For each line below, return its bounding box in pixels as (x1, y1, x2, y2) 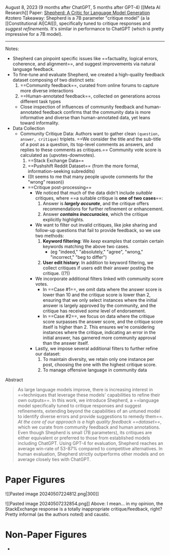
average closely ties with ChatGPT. (17, 456, 91, 462)
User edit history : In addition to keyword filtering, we (42, 260, 153, 265)
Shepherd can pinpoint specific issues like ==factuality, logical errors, (12, 56, 158, 61)
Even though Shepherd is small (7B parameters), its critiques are (17, 430, 152, 435)
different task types (20, 99, 61, 104)
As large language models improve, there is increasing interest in (17, 387, 153, 392)
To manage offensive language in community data (42, 367, 147, 373)
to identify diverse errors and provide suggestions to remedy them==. (17, 413, 163, 419)
